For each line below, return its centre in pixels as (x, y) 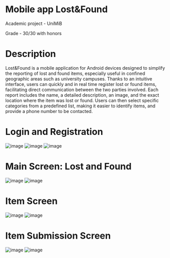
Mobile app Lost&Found (57, 9)
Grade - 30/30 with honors (34, 33)
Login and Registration (54, 132)
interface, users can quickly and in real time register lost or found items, (81, 84)
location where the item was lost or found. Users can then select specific (82, 100)
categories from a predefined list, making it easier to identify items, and (80, 106)
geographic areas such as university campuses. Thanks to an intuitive (79, 79)
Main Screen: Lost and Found (68, 166)
